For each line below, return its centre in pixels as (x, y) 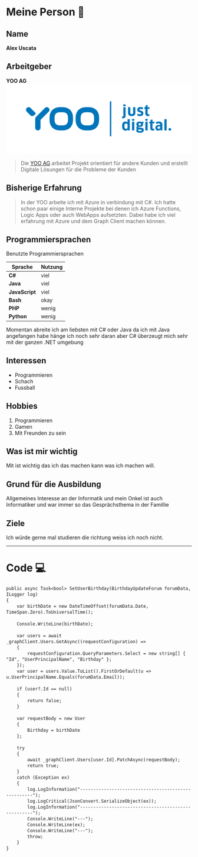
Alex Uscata (21, 48)
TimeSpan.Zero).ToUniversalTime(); (50, 612)
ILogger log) (22, 594)
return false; (44, 700)
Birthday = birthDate (54, 730)
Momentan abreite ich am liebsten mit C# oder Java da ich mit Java (88, 330)
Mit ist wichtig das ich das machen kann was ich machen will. (81, 465)
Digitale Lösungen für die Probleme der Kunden (78, 169)
